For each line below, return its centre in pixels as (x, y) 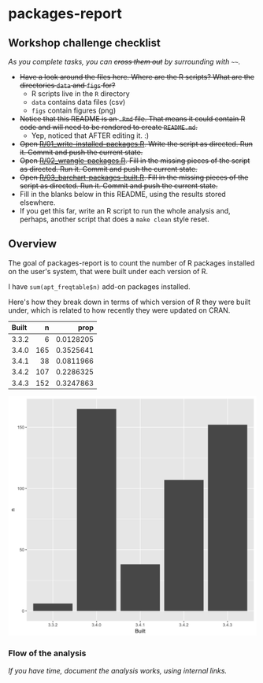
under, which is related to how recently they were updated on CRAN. (119, 310)
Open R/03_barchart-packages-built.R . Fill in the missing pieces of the (134, 177)
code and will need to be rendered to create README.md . (109, 127)
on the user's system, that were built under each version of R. (108, 271)
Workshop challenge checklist (85, 43)
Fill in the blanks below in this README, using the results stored (122, 194)
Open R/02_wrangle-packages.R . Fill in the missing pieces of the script (135, 161)
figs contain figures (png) (74, 110)
